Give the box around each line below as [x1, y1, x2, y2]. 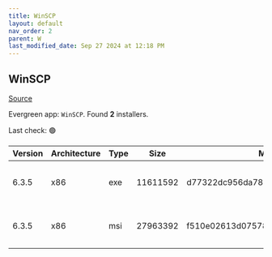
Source [8, 93, 32, 103]
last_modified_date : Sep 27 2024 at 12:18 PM [8, 42, 164, 50]
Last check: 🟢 [8, 125, 57, 135]
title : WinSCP [8, 11, 57, 20]
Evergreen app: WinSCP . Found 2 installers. [8, 109, 149, 118]
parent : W [8, 34, 42, 43]
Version [12, 148, 44, 159]
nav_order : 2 [8, 27, 53, 35]
